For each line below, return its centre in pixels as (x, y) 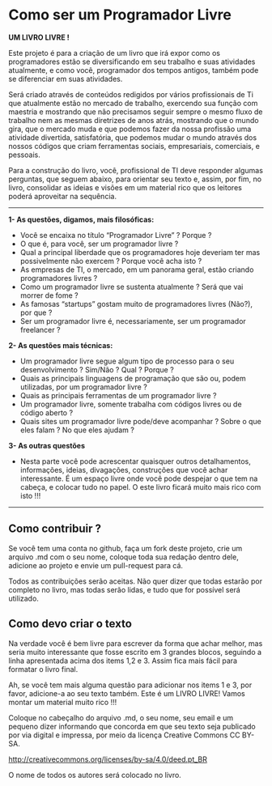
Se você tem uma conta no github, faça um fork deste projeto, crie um (125, 548)
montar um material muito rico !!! (63, 702)
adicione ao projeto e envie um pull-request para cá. (96, 565)
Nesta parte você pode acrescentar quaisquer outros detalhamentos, (135, 461)
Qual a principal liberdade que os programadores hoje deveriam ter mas (140, 252)
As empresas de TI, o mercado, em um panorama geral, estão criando (137, 270)
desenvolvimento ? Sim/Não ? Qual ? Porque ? (97, 369)
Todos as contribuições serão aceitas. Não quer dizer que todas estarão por (136, 581)
